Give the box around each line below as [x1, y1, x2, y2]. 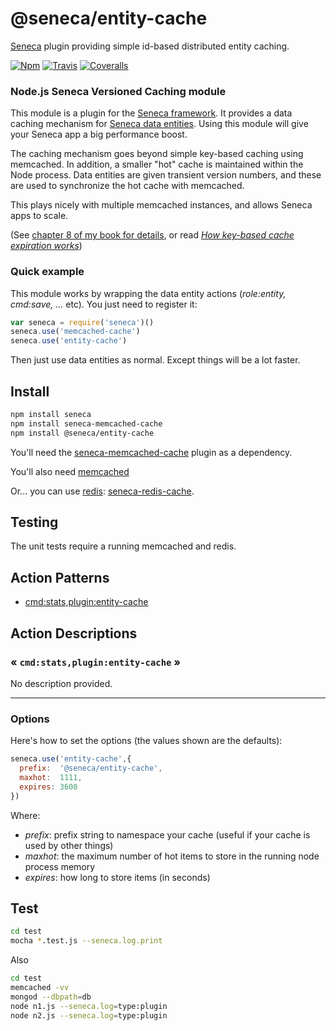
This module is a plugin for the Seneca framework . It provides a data [10, 107, 293, 119]
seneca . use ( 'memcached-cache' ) [10, 327, 141, 337]
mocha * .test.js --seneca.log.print [10, 936, 163, 946]
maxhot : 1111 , [19, 772, 83, 782]
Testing [10, 513, 59, 531]
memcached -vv [10, 983, 70, 993]
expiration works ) [10, 240, 83, 252]
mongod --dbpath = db [10, 992, 92, 1002]
